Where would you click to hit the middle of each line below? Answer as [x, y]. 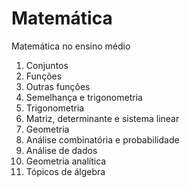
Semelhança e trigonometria [84, 97]
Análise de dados [61, 150]
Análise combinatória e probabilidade [102, 139]
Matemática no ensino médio [71, 46]
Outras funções [58, 86]
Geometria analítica [66, 161]
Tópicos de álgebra [65, 171]
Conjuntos [47, 65]
